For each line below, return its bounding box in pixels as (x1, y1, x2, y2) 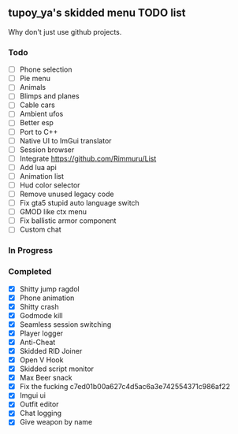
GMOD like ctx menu (19, 207, 87, 217)
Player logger (19, 328, 64, 338)
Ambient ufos (19, 109, 64, 119)
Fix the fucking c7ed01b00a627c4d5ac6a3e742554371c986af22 (19, 382, 231, 391)
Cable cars (19, 100, 55, 109)
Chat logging (19, 409, 61, 418)
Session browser (19, 145, 75, 154)
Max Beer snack (19, 373, 73, 383)
